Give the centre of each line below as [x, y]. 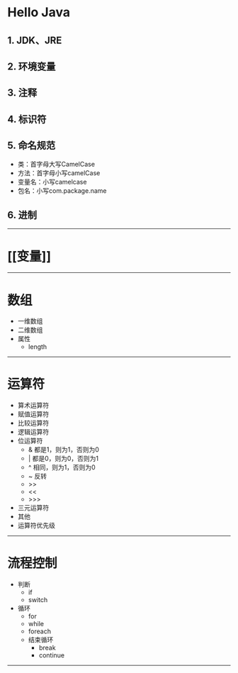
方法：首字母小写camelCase [59, 173]
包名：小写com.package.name [62, 190]
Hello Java [39, 12]
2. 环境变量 [32, 66]
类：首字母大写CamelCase [56, 164]
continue [52, 655]
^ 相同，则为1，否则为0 [62, 467]
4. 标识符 [27, 119]
